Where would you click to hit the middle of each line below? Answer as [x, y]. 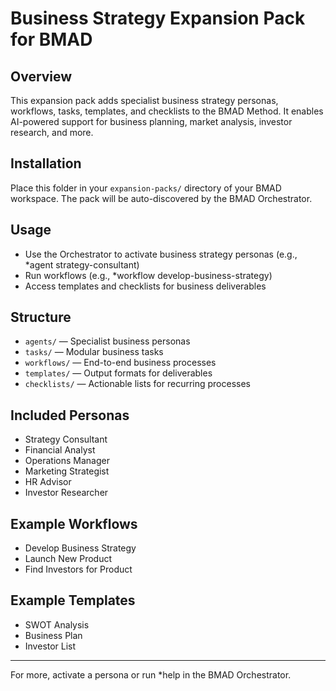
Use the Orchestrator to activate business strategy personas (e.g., [161, 254]
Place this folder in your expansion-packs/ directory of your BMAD [146, 188]
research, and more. [52, 132]
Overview [41, 76]
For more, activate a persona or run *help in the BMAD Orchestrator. [151, 674]
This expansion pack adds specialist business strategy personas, [144, 100]
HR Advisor [48, 482]
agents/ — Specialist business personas [107, 341]
